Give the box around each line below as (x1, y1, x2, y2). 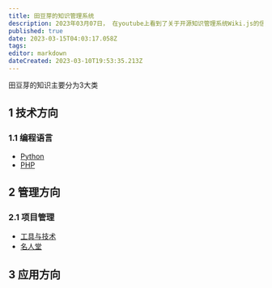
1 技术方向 (8, 106, 59, 120)
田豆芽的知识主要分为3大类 (8, 80, 99, 90)
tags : (8, 42, 27, 50)
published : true (8, 27, 63, 35)
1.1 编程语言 (8, 133, 53, 144)
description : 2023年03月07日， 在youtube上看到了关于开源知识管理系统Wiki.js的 (8, 19, 260, 28)
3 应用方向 (8, 268, 61, 282)
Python (19, 151, 45, 161)
